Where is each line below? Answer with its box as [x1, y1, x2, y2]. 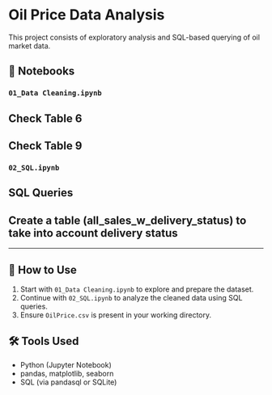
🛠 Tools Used [8, 334, 79, 348]
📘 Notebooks [8, 65, 75, 78]
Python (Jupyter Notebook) [19, 359, 112, 369]
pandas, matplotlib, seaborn [19, 368, 114, 378]
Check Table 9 [8, 139, 83, 153]
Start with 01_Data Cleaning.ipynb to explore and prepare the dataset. [19, 284, 254, 294]
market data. [8, 40, 51, 50]
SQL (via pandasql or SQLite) [19, 377, 117, 387]
